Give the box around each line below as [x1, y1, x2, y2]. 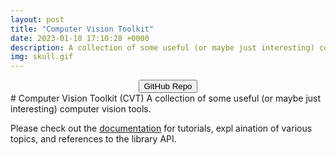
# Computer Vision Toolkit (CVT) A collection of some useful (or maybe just [10, 92, 322, 105]
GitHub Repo [143, 81, 193, 92]
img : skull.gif [10, 52, 74, 62]
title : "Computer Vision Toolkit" [10, 24, 155, 34]
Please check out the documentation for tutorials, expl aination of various [10, 122, 313, 135]
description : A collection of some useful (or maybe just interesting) [10, 42, 315, 53]
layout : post [10, 14, 65, 25]
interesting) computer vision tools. [10, 103, 152, 115]
